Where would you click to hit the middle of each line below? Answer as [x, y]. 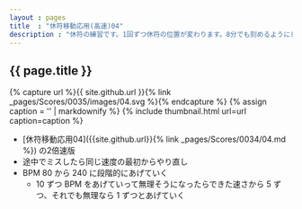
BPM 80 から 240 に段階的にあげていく [95, 173]
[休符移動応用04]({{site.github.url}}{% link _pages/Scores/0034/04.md [154, 139]
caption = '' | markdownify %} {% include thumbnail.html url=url [128, 111]
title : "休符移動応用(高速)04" [67, 26]
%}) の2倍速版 [49, 151]
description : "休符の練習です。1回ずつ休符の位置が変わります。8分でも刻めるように [150, 34]
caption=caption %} [46, 121]
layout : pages [38, 17]
